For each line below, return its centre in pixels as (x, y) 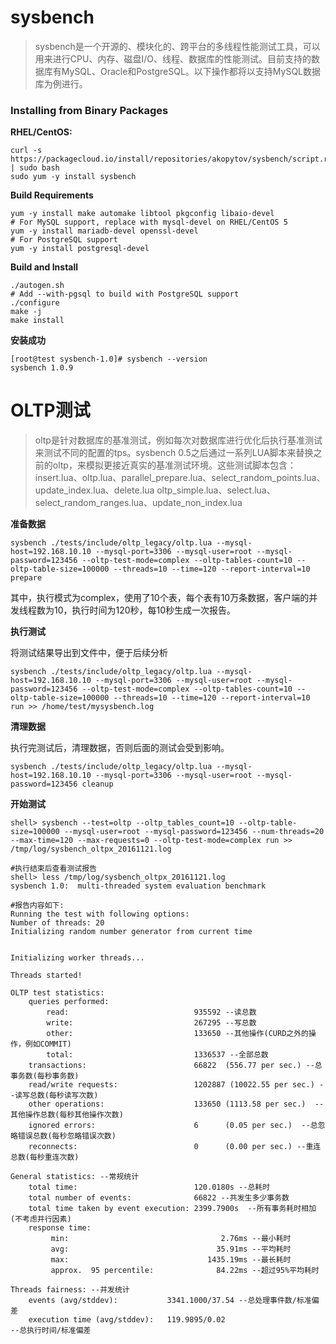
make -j (26, 312)
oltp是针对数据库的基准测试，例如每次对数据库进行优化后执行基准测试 (178, 440)
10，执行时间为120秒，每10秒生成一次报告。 (145, 610)
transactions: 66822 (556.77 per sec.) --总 (175, 1066)
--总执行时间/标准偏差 (51, 1331)
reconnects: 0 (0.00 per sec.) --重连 (175, 1147)
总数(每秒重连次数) (45, 1157)
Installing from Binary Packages (89, 110)
